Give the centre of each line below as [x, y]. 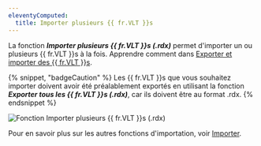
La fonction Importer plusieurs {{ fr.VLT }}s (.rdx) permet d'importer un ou [130, 45]
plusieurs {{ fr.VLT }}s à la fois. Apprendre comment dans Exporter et [120, 54]
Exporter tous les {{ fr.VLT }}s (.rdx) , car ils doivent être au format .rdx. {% [131, 94]
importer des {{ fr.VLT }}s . [50, 62]
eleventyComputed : [38, 15]
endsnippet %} [32, 103]
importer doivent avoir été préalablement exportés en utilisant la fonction [126, 86]
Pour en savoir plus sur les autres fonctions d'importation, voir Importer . [125, 133]
